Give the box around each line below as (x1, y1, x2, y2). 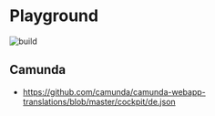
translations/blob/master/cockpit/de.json (22, 96, 176, 107)
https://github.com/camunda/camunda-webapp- (22, 86, 207, 97)
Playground (9, 5, 98, 26)
